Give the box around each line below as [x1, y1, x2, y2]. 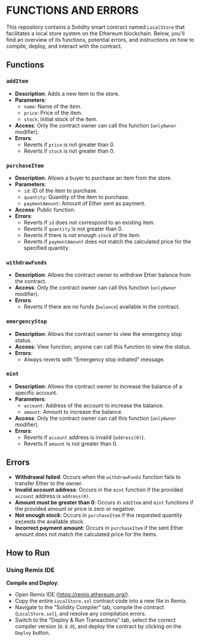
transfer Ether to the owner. [14, 480, 83, 487]
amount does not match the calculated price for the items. [14, 531, 158, 538]
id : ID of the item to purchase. [23, 187, 98, 194]
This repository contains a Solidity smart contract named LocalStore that [6, 23, 185, 31]
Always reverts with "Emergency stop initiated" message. [23, 356, 165, 363]
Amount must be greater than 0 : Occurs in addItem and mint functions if [14, 498, 194, 506]
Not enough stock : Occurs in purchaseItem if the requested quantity [14, 511, 183, 519]
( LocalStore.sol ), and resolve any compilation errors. [14, 610, 146, 617]
